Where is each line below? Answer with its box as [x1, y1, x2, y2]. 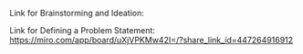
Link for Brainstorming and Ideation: [9, 8, 144, 18]
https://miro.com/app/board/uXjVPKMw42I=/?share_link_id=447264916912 [9, 35, 294, 45]
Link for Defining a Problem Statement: [9, 25, 155, 35]
